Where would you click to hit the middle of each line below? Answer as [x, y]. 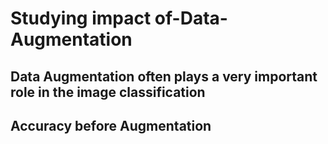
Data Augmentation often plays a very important [164, 76]
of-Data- [191, 18]
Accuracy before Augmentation [111, 125]
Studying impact [81, 18]
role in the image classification [108, 92]
